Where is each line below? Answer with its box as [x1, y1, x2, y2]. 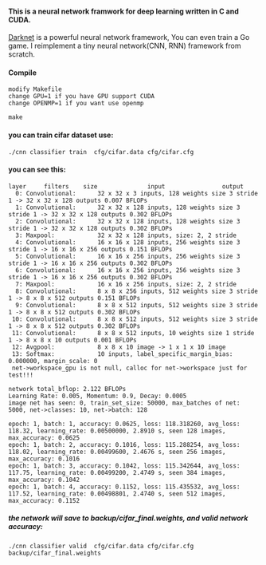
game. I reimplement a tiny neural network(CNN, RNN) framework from [8, 41, 241, 51]
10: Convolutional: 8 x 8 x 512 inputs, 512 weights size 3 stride [11, 315, 259, 323]
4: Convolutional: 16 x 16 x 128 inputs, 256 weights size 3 [15, 238, 241, 247]
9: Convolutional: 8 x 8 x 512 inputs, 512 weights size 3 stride [15, 301, 259, 309]
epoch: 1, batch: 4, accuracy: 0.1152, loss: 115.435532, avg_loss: [8, 483, 241, 491]
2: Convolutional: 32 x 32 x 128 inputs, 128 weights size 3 [15, 217, 241, 225]
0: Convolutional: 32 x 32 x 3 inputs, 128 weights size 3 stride [15, 189, 259, 197]
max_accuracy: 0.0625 [8, 433, 80, 442]
